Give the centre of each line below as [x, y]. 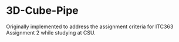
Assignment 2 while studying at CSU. [51, 32]
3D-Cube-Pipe [43, 11]
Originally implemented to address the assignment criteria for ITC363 [90, 26]
